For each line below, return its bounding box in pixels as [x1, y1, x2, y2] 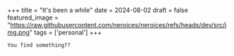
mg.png [7, 28, 30, 36]
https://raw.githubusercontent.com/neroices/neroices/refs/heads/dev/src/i [10, 21, 227, 29]
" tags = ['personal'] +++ [29, 28, 102, 36]
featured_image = [7, 13, 58, 22]
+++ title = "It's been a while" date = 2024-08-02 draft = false [7, 6, 188, 14]
